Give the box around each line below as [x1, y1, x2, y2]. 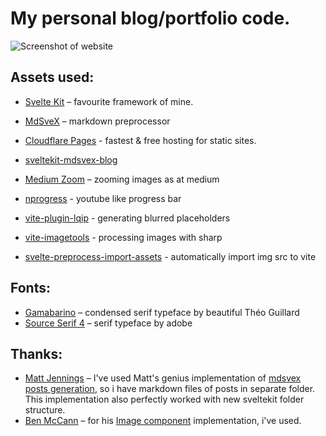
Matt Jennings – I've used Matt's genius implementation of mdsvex [24, 372, 302, 384]
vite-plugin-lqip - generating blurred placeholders [24, 212, 231, 224]
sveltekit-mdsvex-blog [24, 153, 118, 166]
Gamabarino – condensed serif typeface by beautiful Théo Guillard [24, 306, 300, 318]
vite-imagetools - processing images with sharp [24, 231, 223, 243]
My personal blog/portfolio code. [10, 7, 291, 30]
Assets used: [10, 69, 95, 86]
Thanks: [10, 345, 63, 362]
